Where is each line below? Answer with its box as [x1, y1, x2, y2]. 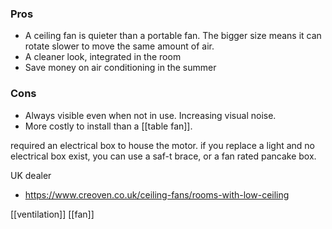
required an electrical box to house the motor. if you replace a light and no [10, 139, 316, 151]
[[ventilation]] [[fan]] [10, 208, 95, 220]
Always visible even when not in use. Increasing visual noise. [24, 109, 277, 121]
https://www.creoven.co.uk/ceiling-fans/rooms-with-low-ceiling [24, 188, 290, 201]
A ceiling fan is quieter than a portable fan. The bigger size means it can [24, 30, 322, 42]
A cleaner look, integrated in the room [24, 51, 182, 63]
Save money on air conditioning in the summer [24, 62, 217, 74]
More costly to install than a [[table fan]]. [24, 120, 193, 132]
